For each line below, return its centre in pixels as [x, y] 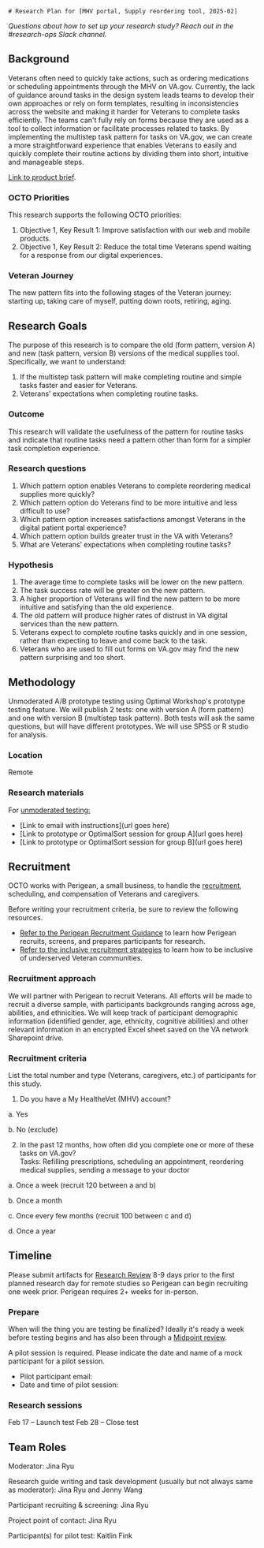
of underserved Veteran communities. [81, 958]
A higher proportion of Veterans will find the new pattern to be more [130, 599]
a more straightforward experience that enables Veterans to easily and [123, 145]
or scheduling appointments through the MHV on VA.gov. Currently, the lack [132, 86]
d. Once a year [32, 1231]
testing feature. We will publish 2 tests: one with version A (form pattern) [126, 709]
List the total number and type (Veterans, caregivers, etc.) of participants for [132, 1075]
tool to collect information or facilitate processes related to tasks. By [119, 128]
